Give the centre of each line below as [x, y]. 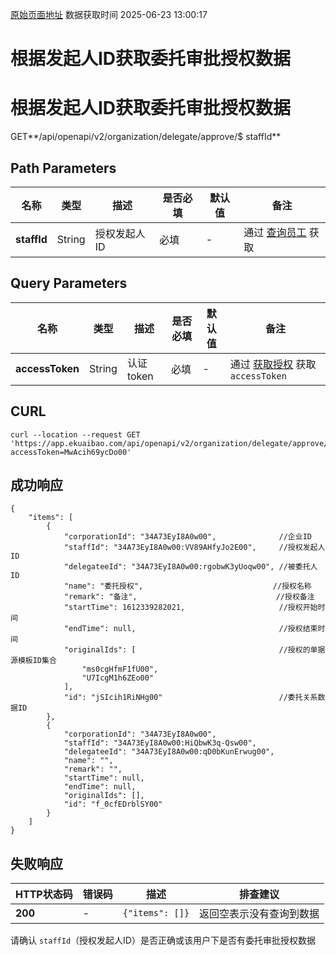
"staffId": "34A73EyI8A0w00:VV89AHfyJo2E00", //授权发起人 [194, 548]
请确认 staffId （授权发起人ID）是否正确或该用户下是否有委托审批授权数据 [163, 940]
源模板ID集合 [33, 661]
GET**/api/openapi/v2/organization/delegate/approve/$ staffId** [146, 137]
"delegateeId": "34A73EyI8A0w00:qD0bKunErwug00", [169, 752]
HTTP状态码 [44, 895]
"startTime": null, [104, 778]
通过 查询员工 [275, 232]
